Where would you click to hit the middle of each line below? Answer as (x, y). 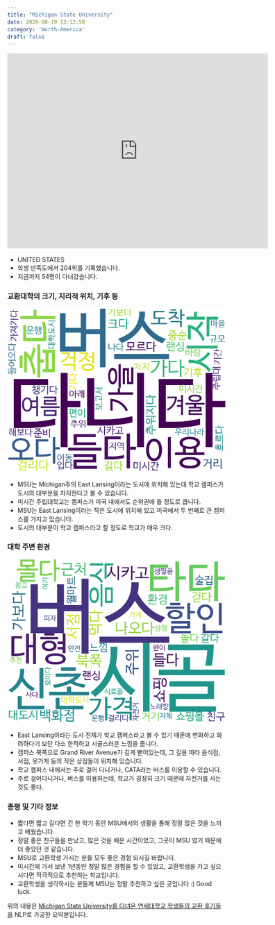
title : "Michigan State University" (60, 15)
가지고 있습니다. (52, 519)
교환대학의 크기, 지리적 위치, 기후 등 (63, 296)
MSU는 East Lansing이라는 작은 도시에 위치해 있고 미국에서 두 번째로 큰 (115, 510)
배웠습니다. (40, 832)
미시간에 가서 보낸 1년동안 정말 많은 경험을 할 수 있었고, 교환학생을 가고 (113, 867)
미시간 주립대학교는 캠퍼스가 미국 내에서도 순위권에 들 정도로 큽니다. (109, 501)
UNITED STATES (41, 260)
